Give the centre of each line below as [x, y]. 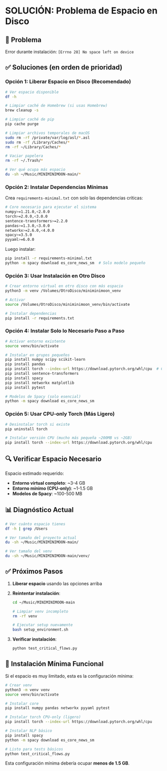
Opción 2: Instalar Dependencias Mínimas [57, 187]
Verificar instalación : [35, 639]
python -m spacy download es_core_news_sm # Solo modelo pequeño [75, 263]
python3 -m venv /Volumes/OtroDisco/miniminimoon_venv [63, 291]
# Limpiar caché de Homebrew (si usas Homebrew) [56, 106]
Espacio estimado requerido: [35, 473]
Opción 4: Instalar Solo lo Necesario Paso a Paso [65, 331]
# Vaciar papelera [24, 156]
